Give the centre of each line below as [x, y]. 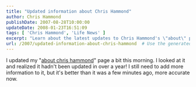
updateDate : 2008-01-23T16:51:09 [47, 28]
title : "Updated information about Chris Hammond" [69, 11]
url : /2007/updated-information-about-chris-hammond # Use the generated [99, 44]
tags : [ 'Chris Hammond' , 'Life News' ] [56, 33]
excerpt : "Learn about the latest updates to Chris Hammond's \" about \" [96, 38]
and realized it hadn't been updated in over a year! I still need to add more [95, 66]
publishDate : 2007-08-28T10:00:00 [48, 22]
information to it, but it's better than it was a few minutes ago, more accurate [98, 72]
